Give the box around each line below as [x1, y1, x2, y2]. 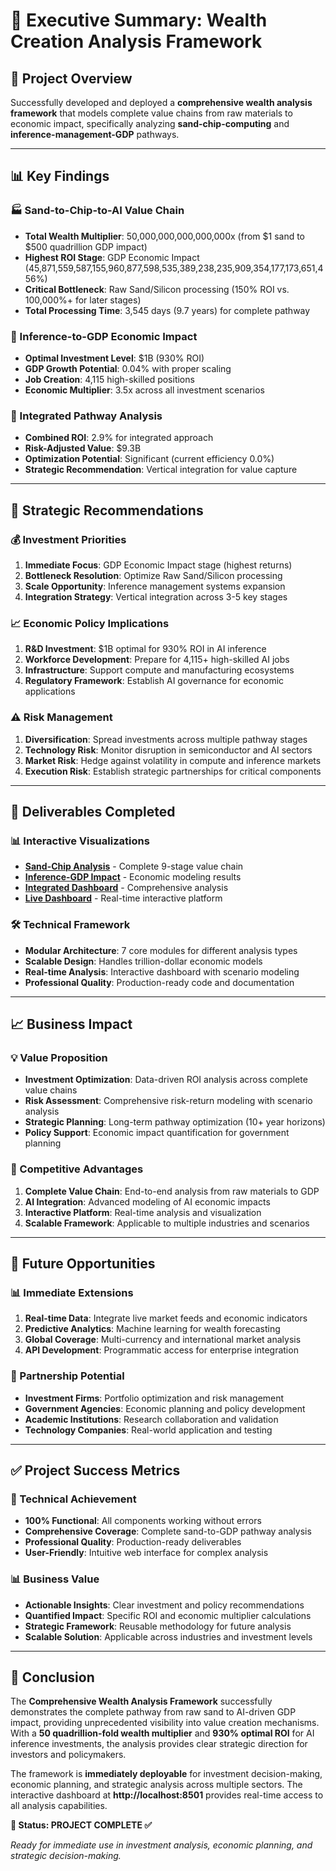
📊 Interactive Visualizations [10, 834, 150, 848]
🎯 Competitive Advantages [10, 1162, 144, 1176]
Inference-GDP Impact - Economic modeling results [24, 871, 242, 883]
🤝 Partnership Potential [10, 1369, 125, 1383]
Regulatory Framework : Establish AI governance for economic [24, 675, 285, 687]
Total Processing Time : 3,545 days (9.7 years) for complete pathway [24, 304, 311, 316]
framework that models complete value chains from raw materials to [10, 107, 293, 119]
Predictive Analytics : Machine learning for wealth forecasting [24, 1323, 281, 1335]
